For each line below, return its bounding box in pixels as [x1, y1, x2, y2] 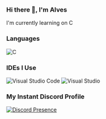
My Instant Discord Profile [6, 92, 85, 101]
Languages [6, 35, 41, 43]
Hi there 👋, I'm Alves [6, 5, 68, 14]
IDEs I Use [6, 63, 36, 72]
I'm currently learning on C [6, 19, 73, 27]
